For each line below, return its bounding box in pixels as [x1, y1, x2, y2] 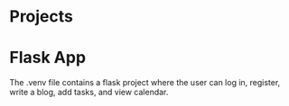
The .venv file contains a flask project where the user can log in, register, [9, 77, 281, 88]
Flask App [9, 48, 87, 68]
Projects [9, 6, 74, 27]
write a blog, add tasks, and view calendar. [9, 87, 169, 98]
